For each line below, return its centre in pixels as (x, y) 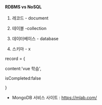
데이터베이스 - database (35, 39)
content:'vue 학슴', (23, 69)
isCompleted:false (23, 78)
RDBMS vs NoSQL (23, 7)
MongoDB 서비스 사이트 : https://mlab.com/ (54, 98)
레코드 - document (30, 18)
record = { (15, 59)
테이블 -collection (29, 29)
